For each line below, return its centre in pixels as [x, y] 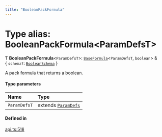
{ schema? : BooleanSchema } [31, 63]
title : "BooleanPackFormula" [35, 10]
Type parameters [23, 84]
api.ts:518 [15, 129]
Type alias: [28, 34]
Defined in [16, 118]
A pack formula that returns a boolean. [44, 73]
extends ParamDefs [59, 105]
